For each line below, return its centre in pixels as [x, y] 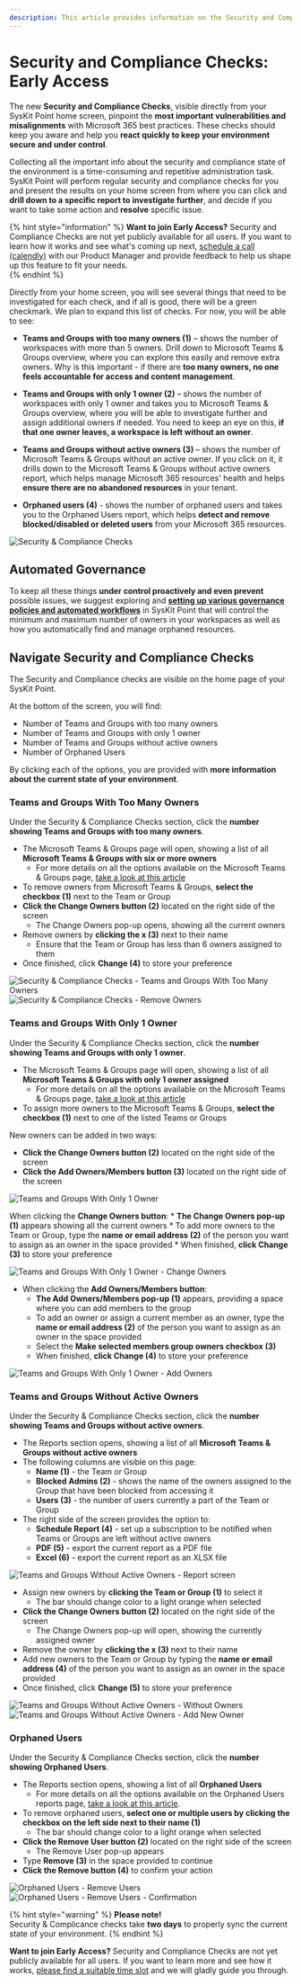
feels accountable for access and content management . [129, 376]
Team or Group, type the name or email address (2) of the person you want [149, 1235]
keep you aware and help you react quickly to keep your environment [140, 135]
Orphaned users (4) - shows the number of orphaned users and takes [152, 505]
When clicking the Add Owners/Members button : [115, 1289]
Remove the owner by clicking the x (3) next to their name [130, 1650]
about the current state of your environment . [94, 779]
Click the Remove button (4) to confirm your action [117, 1871]
